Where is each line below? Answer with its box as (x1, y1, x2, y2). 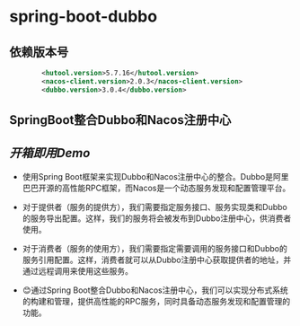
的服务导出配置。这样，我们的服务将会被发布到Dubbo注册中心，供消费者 (22, 213, 292, 224)
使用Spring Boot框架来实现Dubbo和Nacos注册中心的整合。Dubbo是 (22, 171, 274, 181)
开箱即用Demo (9, 145, 91, 161)
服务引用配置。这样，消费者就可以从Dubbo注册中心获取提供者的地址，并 (22, 254, 292, 265)
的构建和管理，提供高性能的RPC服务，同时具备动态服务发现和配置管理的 (22, 295, 290, 306)
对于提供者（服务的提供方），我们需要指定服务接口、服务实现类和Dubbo (22, 201, 287, 212)
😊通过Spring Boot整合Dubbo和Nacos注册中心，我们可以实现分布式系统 (22, 285, 289, 295)
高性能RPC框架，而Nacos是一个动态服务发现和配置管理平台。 (61, 182, 291, 193)
